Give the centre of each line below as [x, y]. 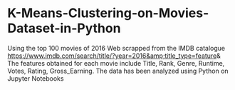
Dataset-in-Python [64, 28]
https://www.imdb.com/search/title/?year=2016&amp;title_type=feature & [114, 56]
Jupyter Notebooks [36, 78]
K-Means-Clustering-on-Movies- [108, 13]
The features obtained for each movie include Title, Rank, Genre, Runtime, [116, 63]
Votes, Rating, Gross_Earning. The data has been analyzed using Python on [118, 71]
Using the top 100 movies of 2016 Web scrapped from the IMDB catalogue [116, 48]
